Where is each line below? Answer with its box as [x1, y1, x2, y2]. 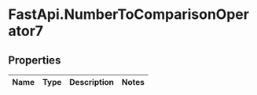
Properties [8, 53, 61, 67]
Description [69, 77, 114, 87]
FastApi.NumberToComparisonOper [8, 5, 250, 24]
